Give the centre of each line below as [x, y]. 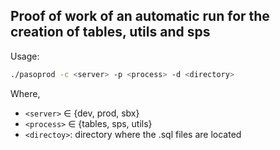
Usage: [25, 56]
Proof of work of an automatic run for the [140, 16]
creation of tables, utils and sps [110, 32]
